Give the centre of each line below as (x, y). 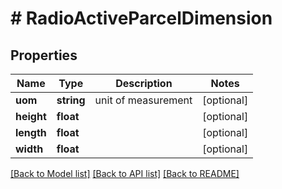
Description (144, 83)
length (31, 132)
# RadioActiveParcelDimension (141, 18)
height (31, 116)
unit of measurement (143, 100)
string (71, 100)
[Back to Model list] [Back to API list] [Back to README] (125, 173)
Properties (44, 55)
